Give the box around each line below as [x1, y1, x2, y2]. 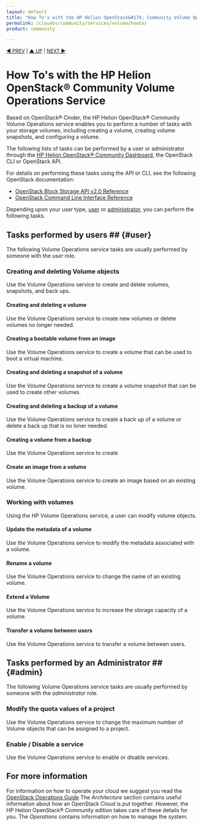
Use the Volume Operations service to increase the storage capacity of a [6, 607, 188, 614]
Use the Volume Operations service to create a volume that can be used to [6, 348, 192, 355]
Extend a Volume [6, 593, 50, 600]
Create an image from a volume [6, 463, 86, 470]
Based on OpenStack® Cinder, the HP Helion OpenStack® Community [6, 114, 180, 121]
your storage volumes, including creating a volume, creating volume [6, 127, 175, 134]
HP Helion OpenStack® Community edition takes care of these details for [6, 806, 188, 813]
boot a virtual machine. [6, 355, 63, 362]
